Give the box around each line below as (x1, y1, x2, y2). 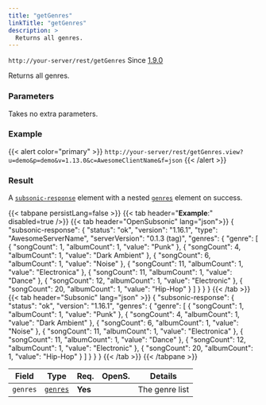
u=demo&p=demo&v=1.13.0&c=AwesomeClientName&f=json (8, 156, 183, 164)
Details (149, 371, 177, 382)
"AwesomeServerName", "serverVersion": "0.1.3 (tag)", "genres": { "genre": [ (8, 233, 259, 243)
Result (8, 175, 34, 186)
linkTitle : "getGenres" (8, 19, 87, 27)
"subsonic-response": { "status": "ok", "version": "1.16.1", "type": (8, 226, 218, 235)
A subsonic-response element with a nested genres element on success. (8, 193, 243, 202)
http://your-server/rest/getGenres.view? (104, 148, 244, 156)
